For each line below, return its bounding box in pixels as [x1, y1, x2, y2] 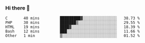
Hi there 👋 [5, 4, 31, 11]
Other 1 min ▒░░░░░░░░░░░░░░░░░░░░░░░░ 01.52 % [5, 33, 140, 38]
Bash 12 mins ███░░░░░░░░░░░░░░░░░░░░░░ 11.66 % [5, 29, 140, 34]
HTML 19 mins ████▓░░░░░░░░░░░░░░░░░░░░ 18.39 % [5, 24, 140, 29]
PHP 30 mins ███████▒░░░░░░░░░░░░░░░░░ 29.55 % [5, 20, 140, 25]
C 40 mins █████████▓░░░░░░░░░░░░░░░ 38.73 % [5, 16, 140, 21]
